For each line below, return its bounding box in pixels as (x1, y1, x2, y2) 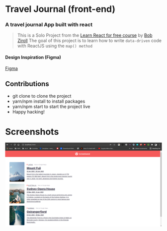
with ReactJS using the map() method (17, 43, 93, 49)
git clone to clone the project (12, 93, 72, 99)
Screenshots (5, 126, 59, 137)
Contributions (5, 80, 49, 88)
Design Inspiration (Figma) (5, 55, 61, 60)
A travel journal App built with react (5, 21, 93, 28)
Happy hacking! (12, 109, 45, 115)
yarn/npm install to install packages (12, 98, 85, 104)
